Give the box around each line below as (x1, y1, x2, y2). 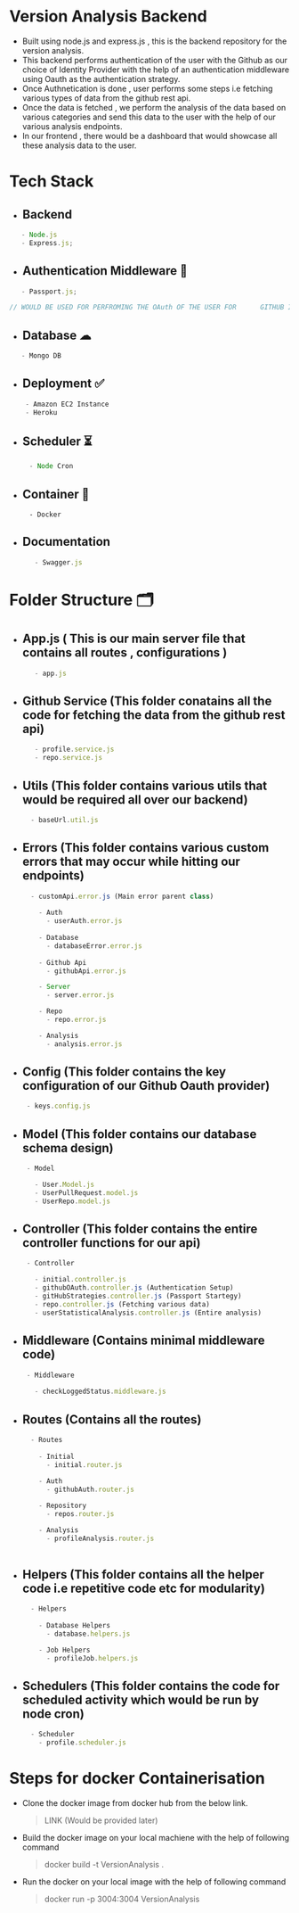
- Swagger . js (34, 557, 83, 567)
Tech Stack (9, 171, 94, 192)
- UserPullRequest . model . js (34, 1188, 139, 1197)
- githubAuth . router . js (45, 1485, 135, 1495)
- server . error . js (45, 991, 115, 1000)
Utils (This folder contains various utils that (21, 778, 268, 793)
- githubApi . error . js (45, 966, 126, 976)
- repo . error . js (45, 1015, 107, 1024)
